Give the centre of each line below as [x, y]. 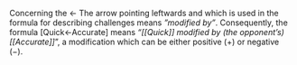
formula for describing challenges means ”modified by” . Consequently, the [149, 23]
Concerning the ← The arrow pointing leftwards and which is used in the [144, 13]
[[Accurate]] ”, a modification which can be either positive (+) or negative [144, 42]
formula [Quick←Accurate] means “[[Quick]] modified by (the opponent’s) [147, 32]
